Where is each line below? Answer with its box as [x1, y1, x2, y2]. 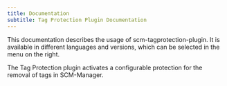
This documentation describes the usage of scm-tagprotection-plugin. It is [7, 35, 220, 43]
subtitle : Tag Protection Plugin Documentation [7, 17, 147, 23]
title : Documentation [7, 10, 70, 17]
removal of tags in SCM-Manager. [7, 70, 104, 79]
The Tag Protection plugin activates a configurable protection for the [7, 63, 203, 72]
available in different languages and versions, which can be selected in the [7, 43, 220, 51]
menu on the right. [7, 50, 60, 58]
